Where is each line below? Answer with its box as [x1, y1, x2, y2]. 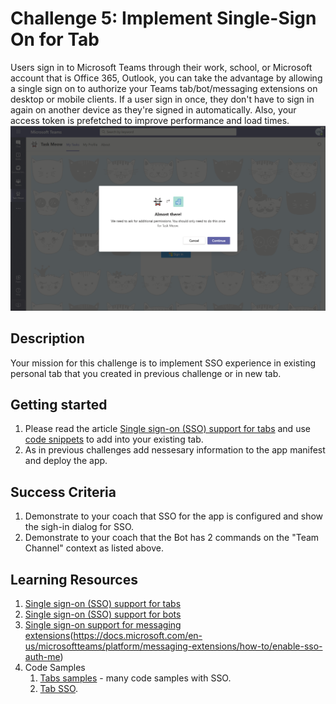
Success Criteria [10, 483, 117, 501]
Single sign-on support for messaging [24, 618, 182, 631]
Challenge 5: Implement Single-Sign [10, 7, 317, 30]
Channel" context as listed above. [24, 542, 164, 554]
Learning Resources [10, 571, 138, 588]
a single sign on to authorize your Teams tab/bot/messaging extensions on [10, 82, 318, 94]
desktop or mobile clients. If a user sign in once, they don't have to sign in [10, 93, 315, 105]
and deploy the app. [24, 455, 108, 467]
